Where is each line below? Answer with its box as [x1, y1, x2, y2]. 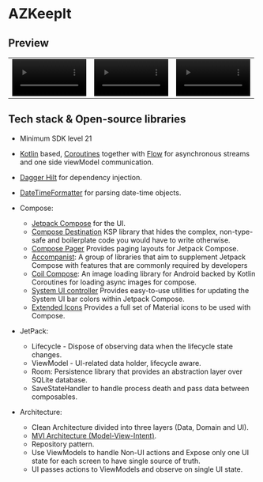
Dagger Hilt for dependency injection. [19, 172, 142, 182]
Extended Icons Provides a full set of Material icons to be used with [31, 302, 251, 312]
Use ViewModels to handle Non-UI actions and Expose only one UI [31, 447, 250, 457]
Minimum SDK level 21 [19, 134, 92, 143]
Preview [8, 36, 50, 50]
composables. [31, 392, 78, 401]
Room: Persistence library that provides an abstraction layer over [31, 367, 243, 376]
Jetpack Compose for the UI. [31, 218, 126, 228]
